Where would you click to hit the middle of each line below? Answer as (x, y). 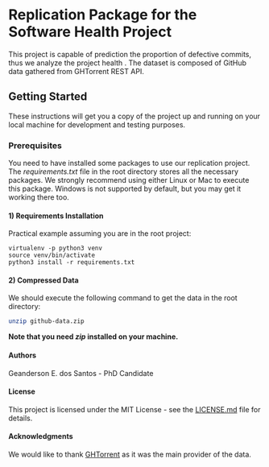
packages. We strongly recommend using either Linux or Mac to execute (129, 180)
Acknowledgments (41, 436)
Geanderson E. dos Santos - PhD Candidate (81, 373)
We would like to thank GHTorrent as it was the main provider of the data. (130, 454)
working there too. (39, 197)
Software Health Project (90, 32)
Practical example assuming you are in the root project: (100, 233)
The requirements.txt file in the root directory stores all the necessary (124, 172)
